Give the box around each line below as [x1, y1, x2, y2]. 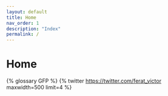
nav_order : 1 [6, 20, 39, 26]
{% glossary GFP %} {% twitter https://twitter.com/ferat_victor [6, 77, 162, 85]
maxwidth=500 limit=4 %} [6, 84, 72, 91]
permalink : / [6, 31, 39, 37]
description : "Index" [6, 25, 61, 32]
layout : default [6, 8, 47, 15]
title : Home [6, 14, 36, 21]
